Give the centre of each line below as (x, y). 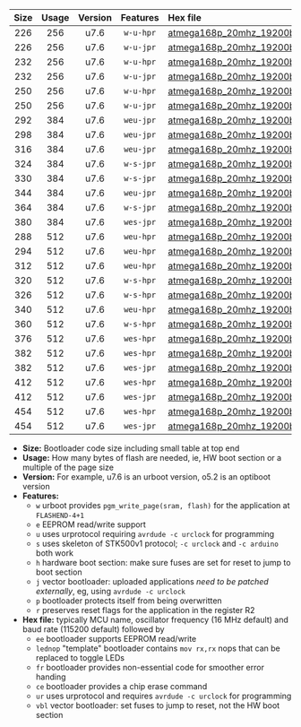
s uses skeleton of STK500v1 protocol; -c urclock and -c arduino (157, 543)
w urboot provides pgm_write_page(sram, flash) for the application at (163, 505)
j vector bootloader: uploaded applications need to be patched (152, 581)
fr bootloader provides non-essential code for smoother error (150, 667)
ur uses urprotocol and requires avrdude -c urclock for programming (163, 696)
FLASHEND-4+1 (60, 515)
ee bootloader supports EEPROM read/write (116, 639)
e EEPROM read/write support (90, 524)
